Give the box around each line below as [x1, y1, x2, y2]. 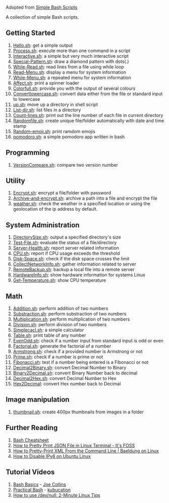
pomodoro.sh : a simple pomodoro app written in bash [13, 134, 125, 140]
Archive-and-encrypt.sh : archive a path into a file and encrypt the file [13, 195, 158, 202]
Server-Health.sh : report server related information [13, 245, 119, 251]
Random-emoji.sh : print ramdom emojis [13, 128, 95, 134]
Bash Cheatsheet [13, 437, 49, 443]
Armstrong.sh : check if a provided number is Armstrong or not [13, 349, 143, 355]
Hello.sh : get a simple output [13, 42, 73, 48]
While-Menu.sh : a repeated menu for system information [13, 74, 131, 81]
